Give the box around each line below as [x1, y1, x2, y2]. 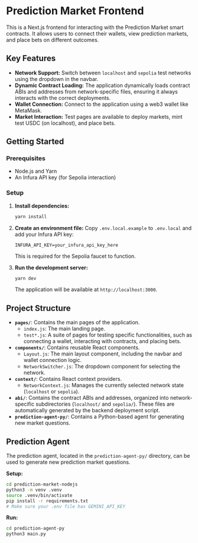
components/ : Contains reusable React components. [14, 344, 140, 351]
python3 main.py [6, 531, 46, 537]
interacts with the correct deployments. [14, 94, 111, 101]
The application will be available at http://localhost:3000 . [14, 286, 158, 293]
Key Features [6, 53, 56, 63]
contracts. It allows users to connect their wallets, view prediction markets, [6, 30, 189, 37]
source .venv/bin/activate [6, 492, 73, 498]
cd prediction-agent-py [6, 525, 65, 532]
